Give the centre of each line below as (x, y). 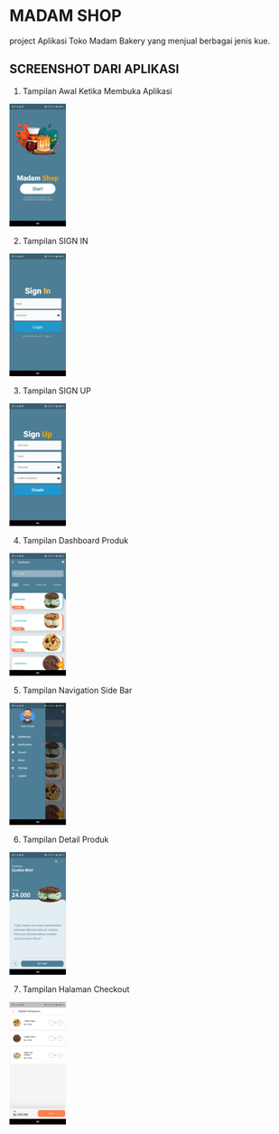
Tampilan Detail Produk (65, 840)
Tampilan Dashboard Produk (75, 540)
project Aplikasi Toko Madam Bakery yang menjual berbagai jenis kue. (140, 41)
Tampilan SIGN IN (55, 241)
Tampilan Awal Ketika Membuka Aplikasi (97, 90)
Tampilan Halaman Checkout (76, 989)
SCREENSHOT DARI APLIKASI (94, 69)
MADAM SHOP (65, 16)
